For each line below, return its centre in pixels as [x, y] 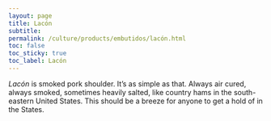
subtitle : [25, 31]
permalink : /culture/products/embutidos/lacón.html [97, 38]
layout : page [30, 16]
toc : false [27, 46]
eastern [21, 101]
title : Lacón [30, 23]
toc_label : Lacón [38, 61]
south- [245, 92]
